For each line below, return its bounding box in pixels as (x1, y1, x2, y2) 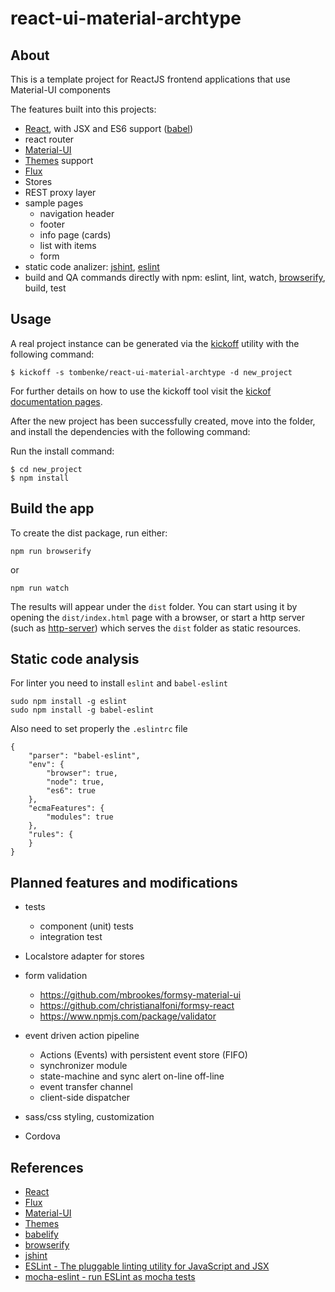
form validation (24, 970, 88, 982)
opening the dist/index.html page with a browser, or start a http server (10, 611, 306, 623)
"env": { (28, 760, 65, 770)
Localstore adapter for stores (24, 950, 145, 962)
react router (24, 133, 75, 145)
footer (39, 218, 66, 230)
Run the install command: (10, 445, 115, 457)
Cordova (24, 1130, 61, 1142)
